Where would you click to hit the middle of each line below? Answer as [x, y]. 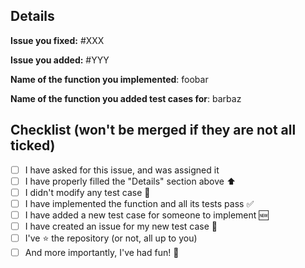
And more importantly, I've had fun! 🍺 [102, 252]
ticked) [33, 145]
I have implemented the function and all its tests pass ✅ [139, 203]
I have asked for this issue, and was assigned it [122, 170]
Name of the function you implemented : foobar [109, 79]
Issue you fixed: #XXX [57, 40]
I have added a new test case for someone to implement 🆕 [146, 215]
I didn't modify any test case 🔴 [87, 192]
